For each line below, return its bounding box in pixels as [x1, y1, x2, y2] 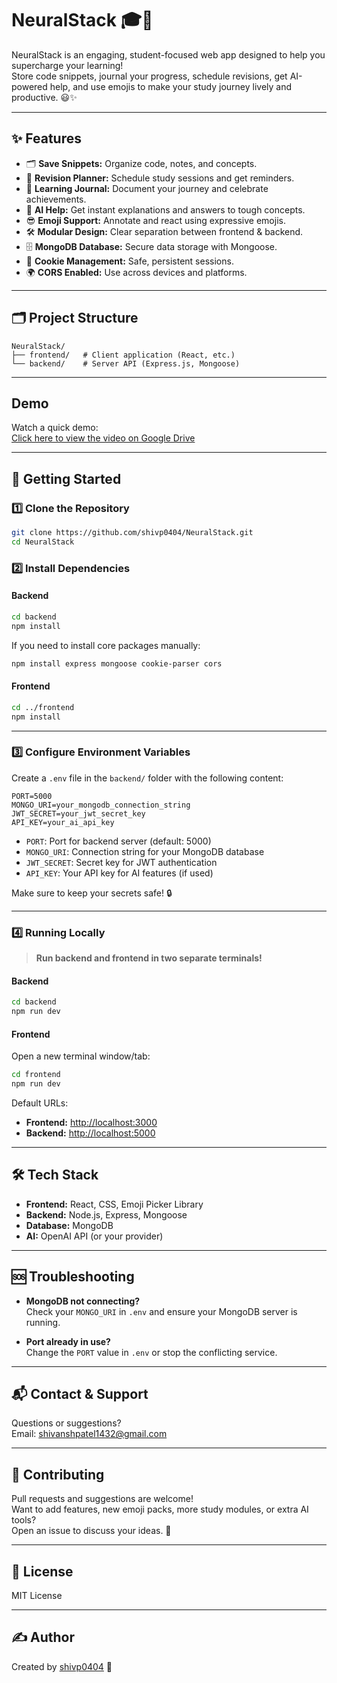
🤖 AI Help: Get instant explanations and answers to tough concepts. [25, 203, 306, 216]
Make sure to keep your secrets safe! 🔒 [11, 887, 173, 899]
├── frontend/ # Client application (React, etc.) [11, 350, 236, 360]
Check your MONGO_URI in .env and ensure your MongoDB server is [25, 1305, 298, 1317]
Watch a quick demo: [11, 422, 99, 434]
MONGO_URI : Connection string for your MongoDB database [25, 845, 265, 857]
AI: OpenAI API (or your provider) [25, 1230, 164, 1242]
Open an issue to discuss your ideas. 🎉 [11, 1525, 172, 1537]
